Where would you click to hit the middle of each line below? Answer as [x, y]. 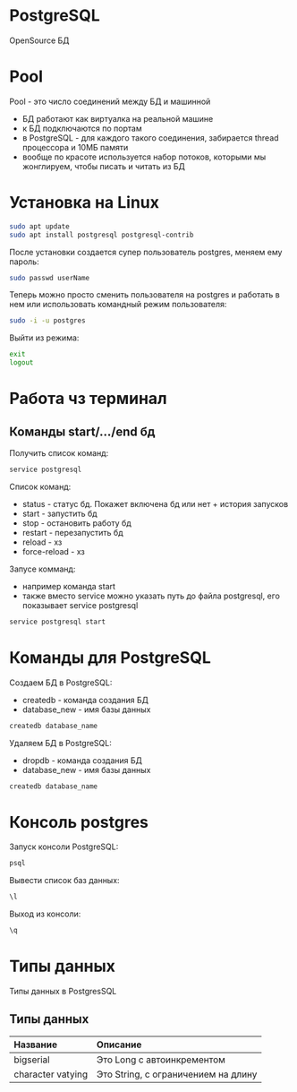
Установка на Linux [84, 203]
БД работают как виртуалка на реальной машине [118, 118]
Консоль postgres [79, 822]
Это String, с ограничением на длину [177, 1074]
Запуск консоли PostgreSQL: [64, 847]
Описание [119, 1045]
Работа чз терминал [88, 399]
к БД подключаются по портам [82, 128]
